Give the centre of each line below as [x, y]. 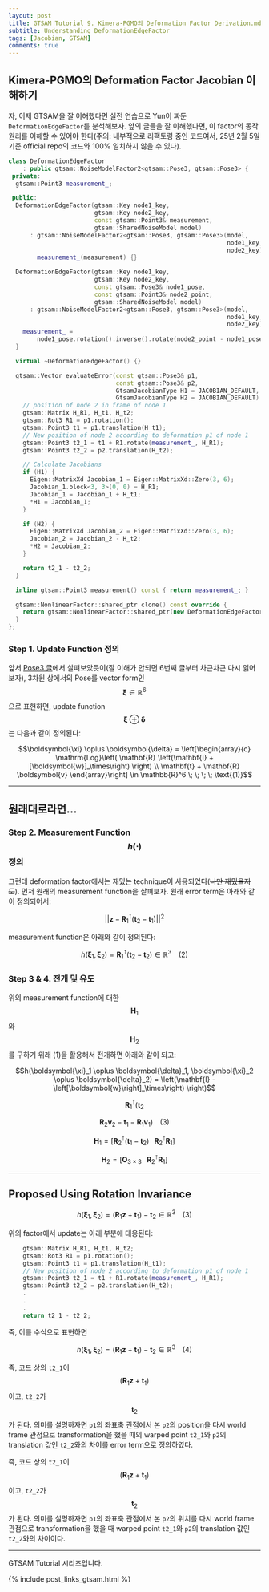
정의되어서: [34, 901]
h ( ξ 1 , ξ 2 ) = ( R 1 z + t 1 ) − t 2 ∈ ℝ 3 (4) [134, 1349]
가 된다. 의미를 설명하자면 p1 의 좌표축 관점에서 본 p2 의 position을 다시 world [127, 1424]
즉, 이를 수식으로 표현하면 [48, 1331]
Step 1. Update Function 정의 [64, 649]
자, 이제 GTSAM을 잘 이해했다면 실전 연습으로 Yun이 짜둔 [98, 115]
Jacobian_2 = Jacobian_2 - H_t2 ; [85, 539]
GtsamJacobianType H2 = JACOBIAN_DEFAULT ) [188, 398]
